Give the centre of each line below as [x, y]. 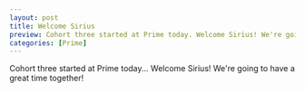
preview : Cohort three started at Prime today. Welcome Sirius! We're [146, 34]
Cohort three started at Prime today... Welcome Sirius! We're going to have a [152, 69]
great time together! [47, 78]
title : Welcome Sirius [52, 26]
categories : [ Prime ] [49, 43]
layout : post [34, 18]
